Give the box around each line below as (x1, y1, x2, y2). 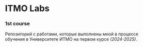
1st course (5, 20, 30, 27)
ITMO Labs (5, 3, 50, 14)
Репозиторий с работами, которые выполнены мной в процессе (5, 31, 139, 37)
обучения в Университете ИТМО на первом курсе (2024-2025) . (5, 36, 137, 42)
